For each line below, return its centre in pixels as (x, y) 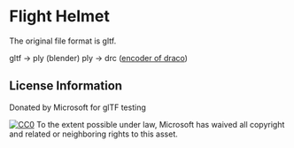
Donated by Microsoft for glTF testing (77, 107)
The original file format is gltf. (63, 41)
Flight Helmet (60, 16)
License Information (66, 86)
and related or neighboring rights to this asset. (94, 134)
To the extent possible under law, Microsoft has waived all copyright (161, 124)
